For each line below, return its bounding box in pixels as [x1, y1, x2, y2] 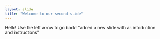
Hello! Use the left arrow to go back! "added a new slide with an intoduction [5, 24, 156, 30]
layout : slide [5, 7, 34, 12]
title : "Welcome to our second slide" [5, 11, 83, 16]
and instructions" [5, 29, 40, 35]
